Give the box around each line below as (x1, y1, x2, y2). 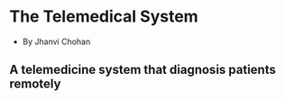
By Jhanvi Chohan (22, 36, 91, 47)
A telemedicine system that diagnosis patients (9, 62, 277, 77)
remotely (9, 77, 61, 92)
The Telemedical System (9, 6, 198, 27)
